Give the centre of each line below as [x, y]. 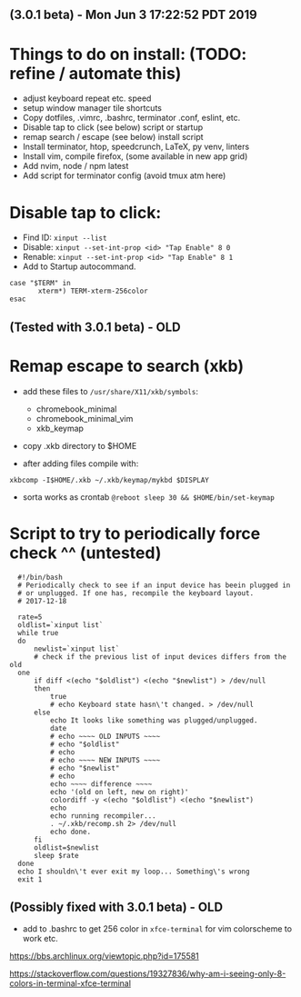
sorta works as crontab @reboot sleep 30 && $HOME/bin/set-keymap [148, 497]
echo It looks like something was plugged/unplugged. [154, 720]
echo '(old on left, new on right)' [119, 792]
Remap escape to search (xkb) [126, 366]
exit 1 [30, 879]
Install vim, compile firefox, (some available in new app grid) [135, 156]
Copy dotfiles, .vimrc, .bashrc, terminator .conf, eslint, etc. [131, 118]
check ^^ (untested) [85, 553]
